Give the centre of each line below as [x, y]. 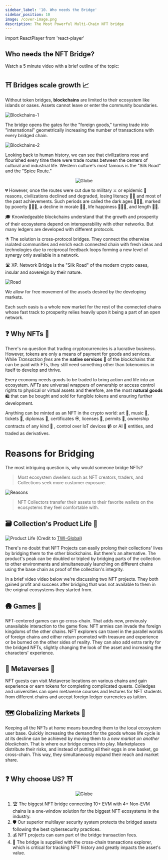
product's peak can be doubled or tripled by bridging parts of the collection [83, 559]
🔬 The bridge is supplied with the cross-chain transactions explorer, [82, 842]
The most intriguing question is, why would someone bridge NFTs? [74, 467]
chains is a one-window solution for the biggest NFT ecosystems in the [86, 811]
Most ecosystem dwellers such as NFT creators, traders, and [80, 477]
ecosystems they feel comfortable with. [58, 507]
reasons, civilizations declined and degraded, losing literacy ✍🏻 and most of [83, 196]
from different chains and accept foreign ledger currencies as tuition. [76, 697]
